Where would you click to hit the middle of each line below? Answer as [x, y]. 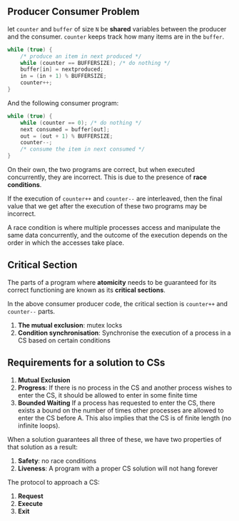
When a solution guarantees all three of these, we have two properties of [115, 439]
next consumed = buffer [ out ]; [65, 129]
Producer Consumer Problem [73, 12]
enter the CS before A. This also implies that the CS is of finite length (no [124, 418]
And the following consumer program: [63, 103]
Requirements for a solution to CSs [86, 363]
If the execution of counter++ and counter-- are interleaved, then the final [115, 198]
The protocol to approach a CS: [54, 482]
